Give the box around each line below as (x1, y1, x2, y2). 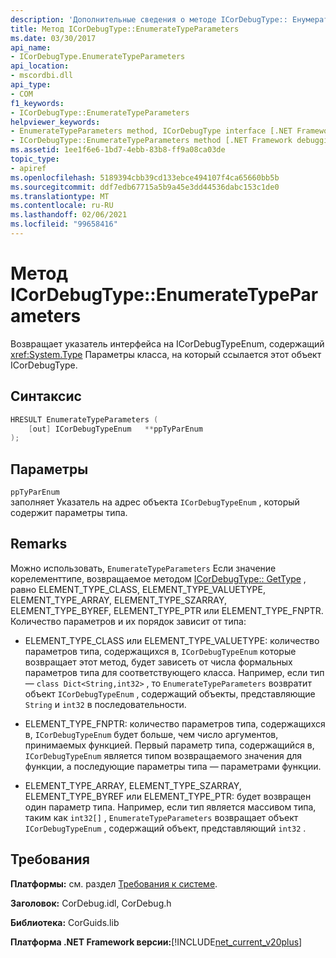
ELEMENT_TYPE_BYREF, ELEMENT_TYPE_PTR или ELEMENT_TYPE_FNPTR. (10, 604, 324, 616)
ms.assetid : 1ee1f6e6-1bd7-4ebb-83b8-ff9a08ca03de (10, 145, 226, 155)
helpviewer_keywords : (10, 117, 101, 127)
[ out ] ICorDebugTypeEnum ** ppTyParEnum (28, 424, 203, 434)
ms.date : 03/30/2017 (10, 33, 97, 43)
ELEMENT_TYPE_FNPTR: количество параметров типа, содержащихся (24, 717, 326, 730)
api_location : (10, 61, 70, 71)
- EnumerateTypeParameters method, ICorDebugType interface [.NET (10, 126, 293, 136)
